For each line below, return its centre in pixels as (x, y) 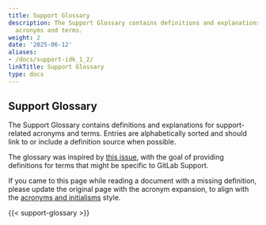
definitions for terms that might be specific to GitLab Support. (108, 166)
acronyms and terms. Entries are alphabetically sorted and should (140, 133)
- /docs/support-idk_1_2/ (51, 60)
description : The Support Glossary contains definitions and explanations (134, 23)
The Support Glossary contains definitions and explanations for (111, 125)
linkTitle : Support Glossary (56, 67)
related (20, 133)
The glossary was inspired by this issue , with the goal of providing (116, 157)
